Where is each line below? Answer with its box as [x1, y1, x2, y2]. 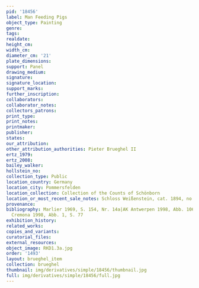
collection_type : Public [6, 174, 68, 180]
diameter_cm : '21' [6, 53, 52, 59]
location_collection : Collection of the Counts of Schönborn [6, 190, 161, 196]
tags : [6, 31, 20, 37]
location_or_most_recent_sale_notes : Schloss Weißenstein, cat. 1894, [6, 196, 184, 202]
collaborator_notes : [6, 102, 57, 108]
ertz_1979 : [6, 151, 33, 157]
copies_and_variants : [6, 228, 60, 234]
